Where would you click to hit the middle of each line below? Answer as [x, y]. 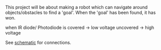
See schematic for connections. [38, 42]
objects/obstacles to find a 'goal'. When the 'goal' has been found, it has [80, 12]
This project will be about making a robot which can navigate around [76, 7]
